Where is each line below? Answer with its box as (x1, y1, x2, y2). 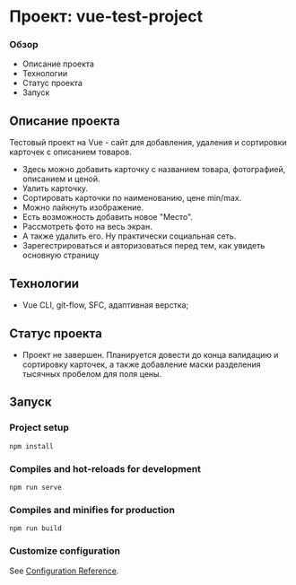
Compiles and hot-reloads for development (9, 462, 202, 475)
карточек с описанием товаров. (9, 146, 132, 158)
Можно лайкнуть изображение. (22, 202, 144, 213)
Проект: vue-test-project (9, 6, 204, 27)
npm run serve (9, 483, 63, 492)
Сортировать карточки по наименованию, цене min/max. (22, 193, 242, 204)
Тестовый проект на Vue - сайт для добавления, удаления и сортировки (9, 137, 287, 148)
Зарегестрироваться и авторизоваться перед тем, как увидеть (22, 240, 266, 251)
